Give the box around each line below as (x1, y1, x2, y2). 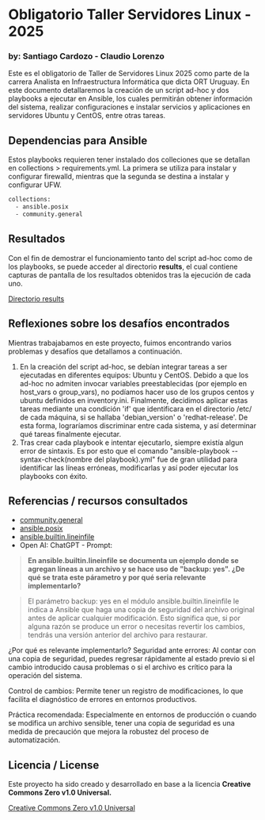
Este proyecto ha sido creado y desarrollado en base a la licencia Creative (8, 780, 252, 789)
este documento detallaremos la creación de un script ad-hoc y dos (8, 86, 229, 95)
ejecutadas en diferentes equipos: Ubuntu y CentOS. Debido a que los (19, 370, 249, 380)
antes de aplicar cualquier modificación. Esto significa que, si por (27, 613, 241, 623)
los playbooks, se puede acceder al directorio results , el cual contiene (8, 262, 238, 271)
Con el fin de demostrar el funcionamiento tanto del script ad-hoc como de (8, 253, 253, 262)
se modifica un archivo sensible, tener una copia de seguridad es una (8, 718, 235, 728)
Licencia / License (8, 758, 100, 772)
